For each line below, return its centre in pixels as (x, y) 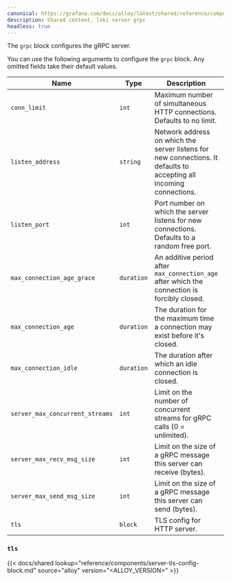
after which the (179, 281)
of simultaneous (180, 104)
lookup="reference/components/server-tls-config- (127, 563)
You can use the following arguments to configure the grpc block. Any (106, 59)
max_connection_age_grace (53, 278)
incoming (169, 184)
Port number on (179, 204)
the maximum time (184, 318)
